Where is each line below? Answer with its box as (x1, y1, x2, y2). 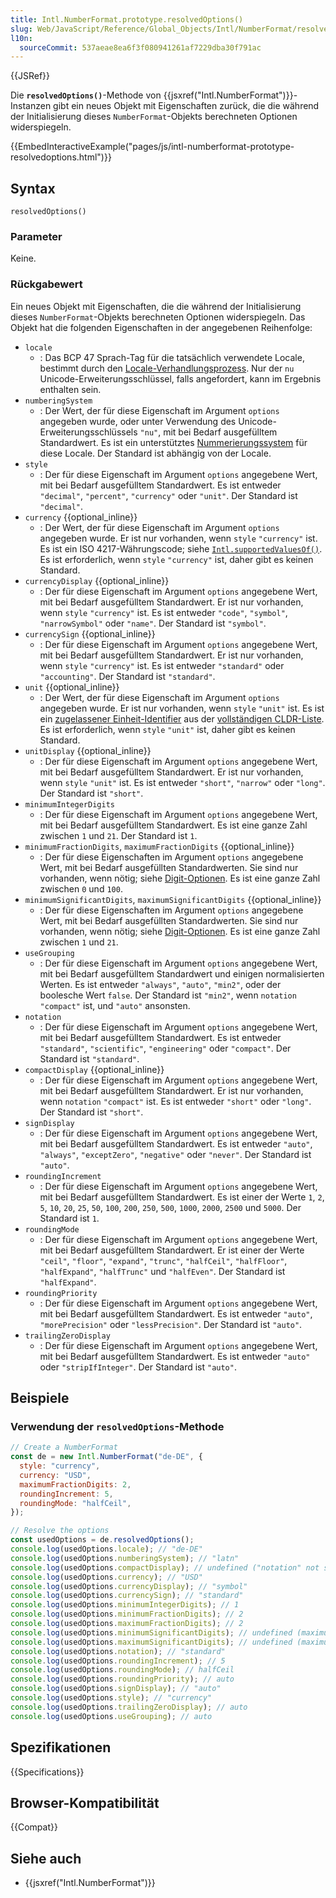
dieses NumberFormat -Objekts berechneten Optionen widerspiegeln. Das (10, 311, 306, 323)
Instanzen (10, 100, 52, 112)
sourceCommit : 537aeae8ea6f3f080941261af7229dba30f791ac (19, 42, 262, 53)
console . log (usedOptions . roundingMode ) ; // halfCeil (10, 1665, 235, 1675)
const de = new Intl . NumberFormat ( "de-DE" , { (10, 1452, 203, 1462)
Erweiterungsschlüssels (39, 426, 138, 438)
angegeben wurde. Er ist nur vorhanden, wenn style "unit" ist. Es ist (39, 702, 325, 714)
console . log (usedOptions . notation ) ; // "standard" (10, 1646, 226, 1656)
